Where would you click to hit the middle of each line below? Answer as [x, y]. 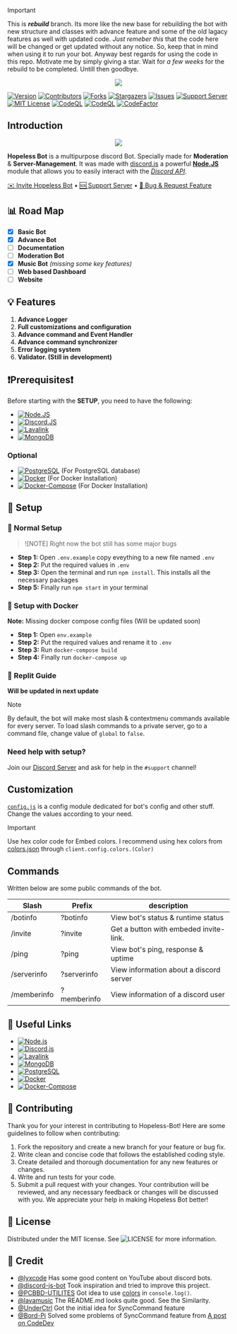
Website [30, 280]
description [168, 906]
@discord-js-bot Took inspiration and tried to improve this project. [114, 1286]
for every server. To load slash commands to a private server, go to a [108, 726]
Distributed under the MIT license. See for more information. [112, 1238]
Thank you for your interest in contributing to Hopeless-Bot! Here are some [116, 1125]
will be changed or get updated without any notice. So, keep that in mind [113, 46]
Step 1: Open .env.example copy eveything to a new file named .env [116, 557]
